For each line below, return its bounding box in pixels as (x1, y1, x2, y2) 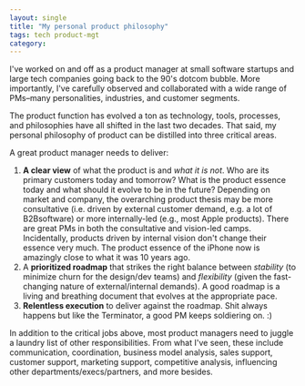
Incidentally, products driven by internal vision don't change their (22, 233, 267, 244)
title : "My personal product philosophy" (9, 22, 169, 31)
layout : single (9, 13, 67, 23)
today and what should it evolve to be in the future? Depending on (22, 184, 270, 196)
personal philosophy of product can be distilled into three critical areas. (9, 129, 278, 141)
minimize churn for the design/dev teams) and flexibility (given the (22, 271, 272, 282)
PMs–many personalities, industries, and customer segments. (9, 93, 240, 104)
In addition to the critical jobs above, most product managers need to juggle (9, 328, 294, 339)
